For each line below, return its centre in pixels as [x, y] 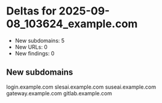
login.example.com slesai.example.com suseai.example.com [81, 87]
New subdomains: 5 [40, 40]
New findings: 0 [35, 53]
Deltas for [31, 11]
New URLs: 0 [31, 47]
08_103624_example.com [72, 24]
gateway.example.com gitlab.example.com [59, 93]
